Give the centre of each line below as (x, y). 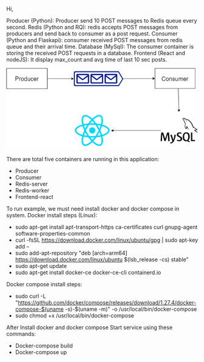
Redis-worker (32, 190)
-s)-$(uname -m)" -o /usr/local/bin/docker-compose (131, 309)
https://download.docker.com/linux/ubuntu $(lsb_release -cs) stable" (102, 259)
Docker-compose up (41, 352)
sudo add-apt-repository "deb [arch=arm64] (71, 253)
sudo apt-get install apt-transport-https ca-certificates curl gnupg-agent (106, 227)
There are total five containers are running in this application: (83, 159)
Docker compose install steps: (44, 284)
